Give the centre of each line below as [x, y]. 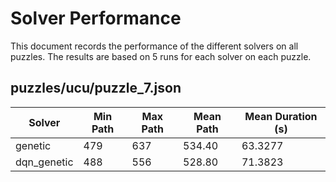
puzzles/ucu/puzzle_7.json [96, 88]
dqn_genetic [44, 162]
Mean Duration [281, 116]
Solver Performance [96, 18]
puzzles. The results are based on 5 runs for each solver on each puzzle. [161, 56]
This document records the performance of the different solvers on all [154, 46]
